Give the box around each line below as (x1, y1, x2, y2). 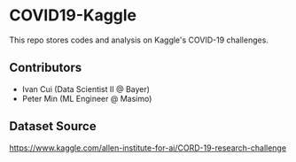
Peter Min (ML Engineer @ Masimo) (21, 93, 152, 104)
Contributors (9, 60, 82, 75)
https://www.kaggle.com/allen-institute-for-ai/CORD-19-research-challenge (9, 143, 286, 153)
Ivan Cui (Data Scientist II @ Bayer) (21, 83, 151, 94)
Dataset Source (9, 119, 97, 134)
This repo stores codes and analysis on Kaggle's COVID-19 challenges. (9, 35, 269, 45)
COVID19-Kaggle (9, 5, 137, 26)
